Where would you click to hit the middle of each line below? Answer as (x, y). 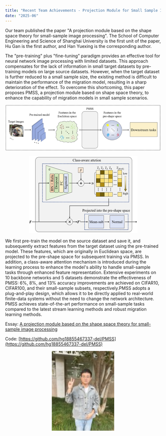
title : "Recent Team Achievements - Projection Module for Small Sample (82, 10)
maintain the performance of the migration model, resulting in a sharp (76, 82)
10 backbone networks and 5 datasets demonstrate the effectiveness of (78, 277)
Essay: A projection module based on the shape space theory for (71, 324)
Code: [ (13, 339)
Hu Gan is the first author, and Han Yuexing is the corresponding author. (79, 46)
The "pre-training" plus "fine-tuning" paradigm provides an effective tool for (83, 56)
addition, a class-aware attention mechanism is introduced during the (76, 262)
